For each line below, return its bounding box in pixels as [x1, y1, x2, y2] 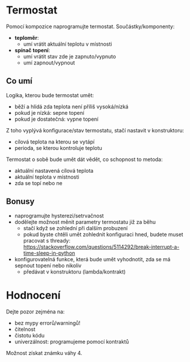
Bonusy [6, 197, 35, 207]
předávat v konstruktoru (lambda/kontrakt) [23, 268, 126, 275]
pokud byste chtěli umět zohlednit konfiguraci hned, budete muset [23, 231, 184, 238]
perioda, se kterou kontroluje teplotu [14, 144, 102, 151]
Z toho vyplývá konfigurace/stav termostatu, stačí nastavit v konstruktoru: [6, 127, 184, 134]
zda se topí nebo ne [14, 179, 63, 186]
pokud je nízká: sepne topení [14, 109, 85, 116]
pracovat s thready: [23, 237, 71, 244]
